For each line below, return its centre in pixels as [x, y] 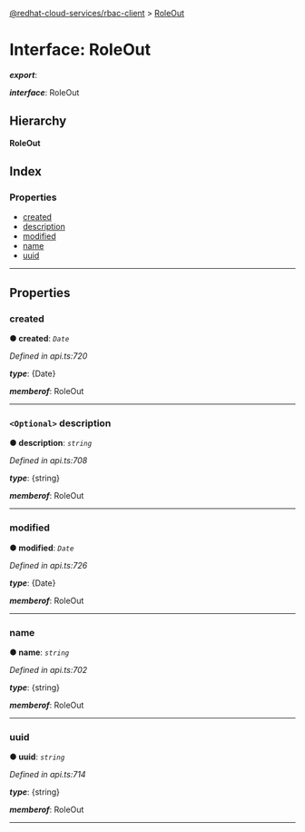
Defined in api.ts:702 [49, 670]
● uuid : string [37, 757]
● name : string [39, 652]
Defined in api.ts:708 [49, 461]
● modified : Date [42, 548]
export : [24, 74]
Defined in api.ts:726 [49, 565]
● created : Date [39, 339]
